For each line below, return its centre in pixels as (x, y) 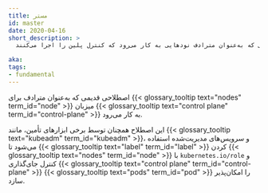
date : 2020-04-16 (37, 30)
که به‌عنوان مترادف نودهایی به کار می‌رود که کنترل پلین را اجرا (148, 45)
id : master (26, 23)
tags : (17, 67)
